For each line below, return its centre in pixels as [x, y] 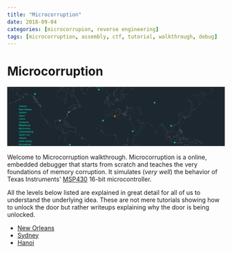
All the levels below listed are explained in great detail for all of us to [104, 192]
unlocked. [21, 214]
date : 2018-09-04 [32, 22]
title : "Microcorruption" [44, 15]
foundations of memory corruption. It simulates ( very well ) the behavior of [112, 171]
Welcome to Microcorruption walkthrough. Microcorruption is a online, [107, 157]
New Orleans [36, 227]
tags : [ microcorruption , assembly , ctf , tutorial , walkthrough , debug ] [112, 37]
